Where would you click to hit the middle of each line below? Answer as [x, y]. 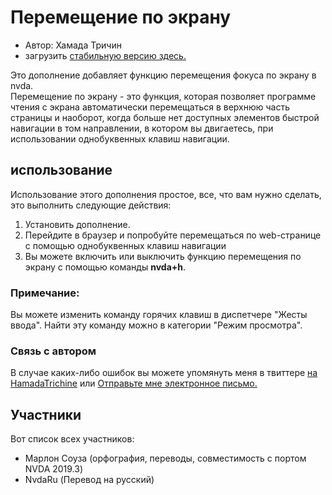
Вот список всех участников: [72, 439]
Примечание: [45, 293]
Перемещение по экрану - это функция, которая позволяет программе [163, 96]
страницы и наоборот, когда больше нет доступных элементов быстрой [165, 117]
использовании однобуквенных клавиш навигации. [120, 138]
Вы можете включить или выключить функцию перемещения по [163, 256]
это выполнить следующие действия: [91, 205]
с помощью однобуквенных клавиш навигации [125, 245]
